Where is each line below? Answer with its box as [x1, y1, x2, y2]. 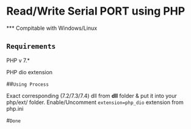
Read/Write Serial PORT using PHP [6, 4, 186, 18]
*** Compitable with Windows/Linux [6, 24, 98, 32]
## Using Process [6, 80, 49, 88]
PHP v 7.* [6, 57, 31, 64]
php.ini [6, 105, 24, 112]
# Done [6, 117, 21, 124]
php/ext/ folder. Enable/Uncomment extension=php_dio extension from [6, 99, 184, 106]
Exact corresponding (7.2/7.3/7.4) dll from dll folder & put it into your [6, 92, 177, 99]
